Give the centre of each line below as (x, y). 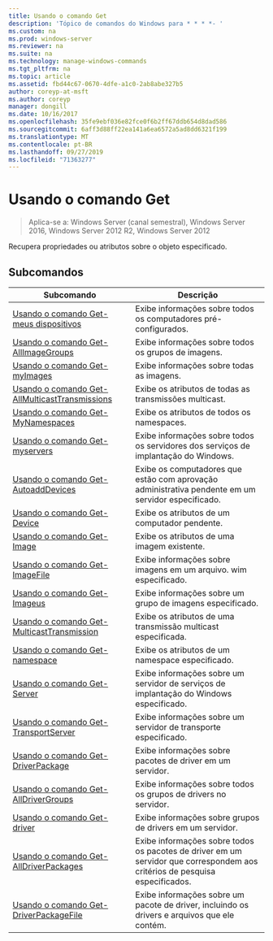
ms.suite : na (30, 54)
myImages (32, 376)
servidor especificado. (178, 499)
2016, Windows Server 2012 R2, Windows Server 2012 (119, 231)
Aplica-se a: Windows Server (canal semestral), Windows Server (136, 222)
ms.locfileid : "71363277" (52, 159)
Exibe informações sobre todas (195, 365)
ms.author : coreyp (39, 99)
